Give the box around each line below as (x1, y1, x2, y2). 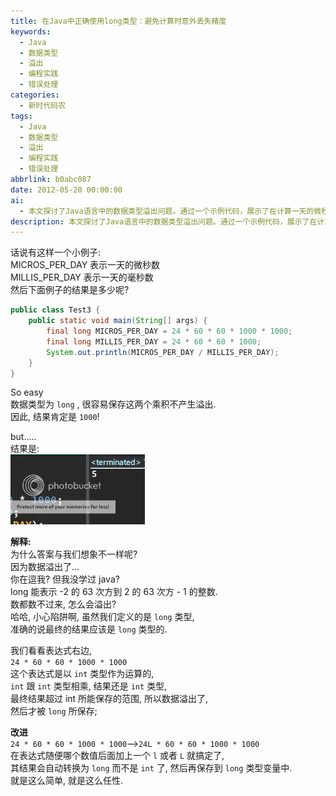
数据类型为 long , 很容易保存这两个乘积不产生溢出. (10, 398, 217, 410)
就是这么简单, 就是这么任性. (10, 775, 124, 787)
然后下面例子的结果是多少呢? (10, 284, 130, 296)
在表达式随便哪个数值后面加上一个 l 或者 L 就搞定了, (10, 750, 225, 762)
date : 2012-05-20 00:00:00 (10, 185, 123, 195)
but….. (10, 431, 37, 443)
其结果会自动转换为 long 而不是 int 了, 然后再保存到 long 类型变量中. (10, 762, 293, 774)
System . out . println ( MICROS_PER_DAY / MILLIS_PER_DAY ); (46, 347, 280, 357)
